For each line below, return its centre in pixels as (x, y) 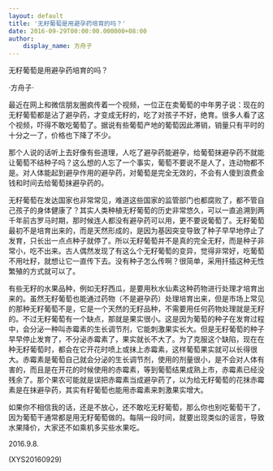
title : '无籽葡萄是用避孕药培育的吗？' (67, 24)
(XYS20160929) (35, 460)
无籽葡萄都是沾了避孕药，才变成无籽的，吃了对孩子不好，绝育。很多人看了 (133, 115)
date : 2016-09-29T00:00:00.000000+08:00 (78, 31)
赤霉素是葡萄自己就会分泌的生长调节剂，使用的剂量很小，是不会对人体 (140, 360)
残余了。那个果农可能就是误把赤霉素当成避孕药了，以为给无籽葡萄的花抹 (129, 380)
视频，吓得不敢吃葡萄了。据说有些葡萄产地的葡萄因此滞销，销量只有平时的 (140, 125)
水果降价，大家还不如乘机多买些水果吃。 (76, 428)
